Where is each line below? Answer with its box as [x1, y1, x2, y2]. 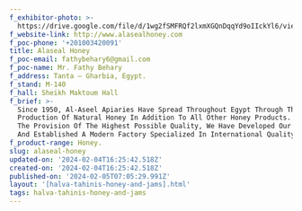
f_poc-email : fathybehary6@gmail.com [9, 55, 151, 64]
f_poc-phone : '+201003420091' [9, 38, 123, 48]
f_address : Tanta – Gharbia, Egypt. [9, 72, 147, 81]
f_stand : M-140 [9, 80, 67, 89]
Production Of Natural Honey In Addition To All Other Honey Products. [17, 113, 292, 122]
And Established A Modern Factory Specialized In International [17, 130, 263, 139]
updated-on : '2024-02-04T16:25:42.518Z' [9, 154, 164, 164]
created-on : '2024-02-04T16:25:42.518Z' [9, 163, 164, 172]
